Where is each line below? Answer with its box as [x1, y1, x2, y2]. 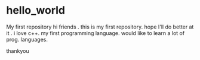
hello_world [6, 4, 66, 17]
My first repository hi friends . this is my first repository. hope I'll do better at [6, 23, 194, 30]
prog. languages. [6, 36, 48, 43]
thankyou [6, 47, 29, 54]
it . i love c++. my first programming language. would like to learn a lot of [6, 29, 185, 36]
